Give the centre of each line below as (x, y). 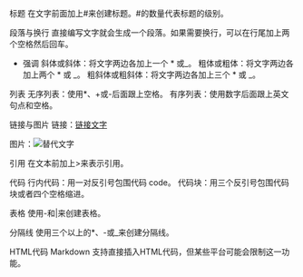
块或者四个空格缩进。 (49, 194)
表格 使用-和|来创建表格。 (58, 213)
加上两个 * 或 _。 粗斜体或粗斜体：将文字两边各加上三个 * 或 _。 (142, 74)
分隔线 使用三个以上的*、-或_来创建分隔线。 (92, 232)
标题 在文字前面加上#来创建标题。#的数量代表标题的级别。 (119, 13)
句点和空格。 (33, 105)
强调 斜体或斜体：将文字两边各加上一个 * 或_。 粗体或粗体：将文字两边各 (158, 63)
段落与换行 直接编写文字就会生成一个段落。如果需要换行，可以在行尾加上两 (150, 33)
